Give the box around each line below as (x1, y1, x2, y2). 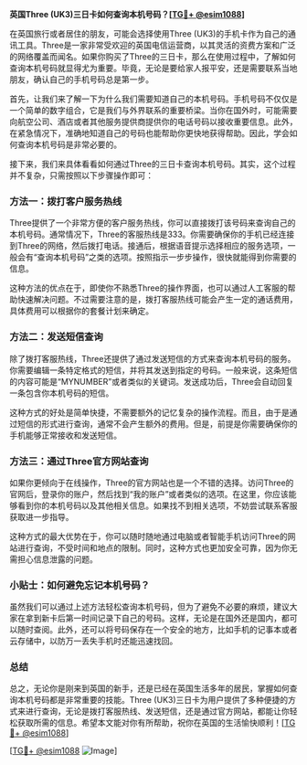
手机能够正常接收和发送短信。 (9, 430, 122, 441)
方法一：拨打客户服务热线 (9, 195, 122, 207)
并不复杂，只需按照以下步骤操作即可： (9, 170, 153, 181)
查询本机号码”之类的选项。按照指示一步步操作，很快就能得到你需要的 (37, 251, 297, 263)
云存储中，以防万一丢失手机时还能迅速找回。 (9, 635, 178, 647)
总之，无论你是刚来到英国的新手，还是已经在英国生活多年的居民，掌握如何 (9, 683, 290, 694)
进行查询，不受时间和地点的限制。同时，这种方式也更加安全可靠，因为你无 (16, 542, 298, 553)
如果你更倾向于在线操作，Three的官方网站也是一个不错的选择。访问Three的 (9, 477, 294, 488)
